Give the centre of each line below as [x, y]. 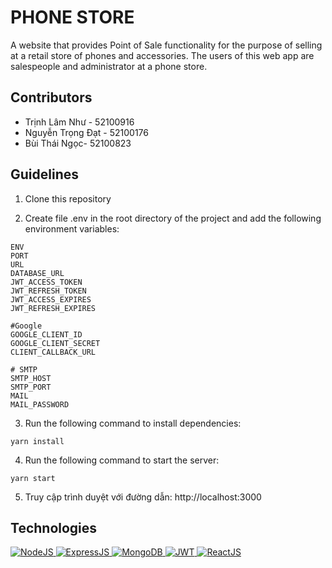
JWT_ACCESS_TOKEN [46, 282]
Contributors [51, 97]
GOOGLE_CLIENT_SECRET [55, 343]
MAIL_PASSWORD [40, 404]
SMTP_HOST [31, 378]
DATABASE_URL [37, 273]
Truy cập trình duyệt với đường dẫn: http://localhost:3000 [143, 497]
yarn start [33, 478]
